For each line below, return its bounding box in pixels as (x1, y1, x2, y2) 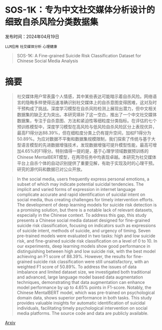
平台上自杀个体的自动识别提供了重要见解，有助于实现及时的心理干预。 (16, 160, 157, 166)
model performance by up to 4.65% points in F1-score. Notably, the (16, 284, 151, 290)
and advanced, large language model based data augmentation (16, 274, 144, 280)
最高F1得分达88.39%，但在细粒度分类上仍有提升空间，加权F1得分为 (16, 130, 151, 136)
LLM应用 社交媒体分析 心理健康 (5, 44, 58, 49)
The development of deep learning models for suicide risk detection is (16, 202, 157, 208)
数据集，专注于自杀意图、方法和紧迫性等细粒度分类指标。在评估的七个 (16, 118, 157, 123)
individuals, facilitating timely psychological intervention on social (16, 305, 147, 311)
